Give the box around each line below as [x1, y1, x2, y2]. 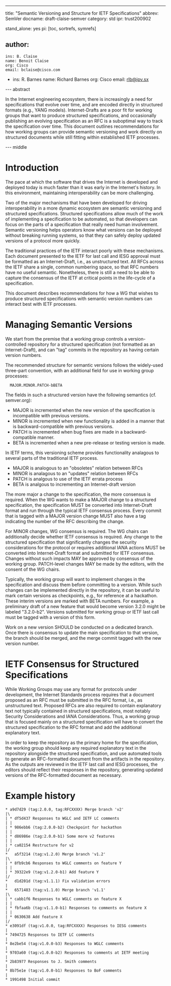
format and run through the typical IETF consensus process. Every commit [5, 507, 162, 513]
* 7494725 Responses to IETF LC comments [5, 932, 95, 937]
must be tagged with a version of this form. [5, 614, 96, 620]
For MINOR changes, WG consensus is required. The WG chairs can [5, 528, 148, 534]
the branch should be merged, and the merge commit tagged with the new [5, 635, 161, 641]
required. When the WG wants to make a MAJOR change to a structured [5, 497, 157, 503]
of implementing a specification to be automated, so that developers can [5, 216, 158, 222]
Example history [5, 790, 76, 801]
